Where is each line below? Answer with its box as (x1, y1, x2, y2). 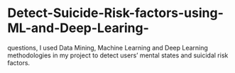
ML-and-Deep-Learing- (7, 20, 149, 36)
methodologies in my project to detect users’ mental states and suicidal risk (7, 51, 229, 60)
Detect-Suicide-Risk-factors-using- (7, 5, 224, 21)
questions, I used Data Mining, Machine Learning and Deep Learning (7, 43, 208, 52)
